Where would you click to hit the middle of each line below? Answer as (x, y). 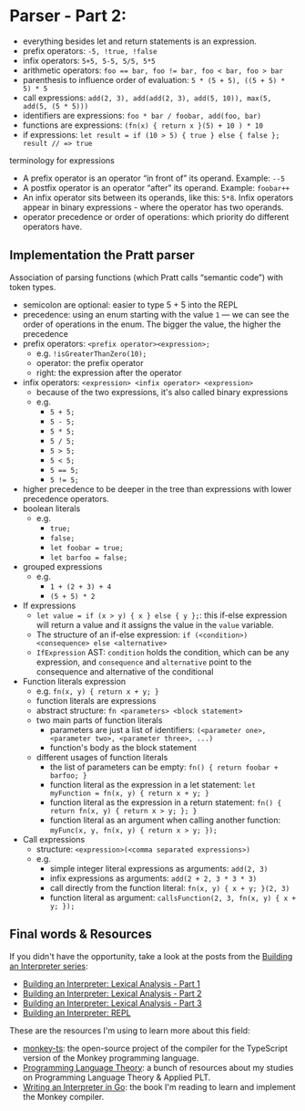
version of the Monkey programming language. (111, 1058)
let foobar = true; (87, 548)
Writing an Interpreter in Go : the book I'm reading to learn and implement (159, 1086)
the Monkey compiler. (63, 1096)
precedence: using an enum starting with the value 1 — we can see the (156, 314)
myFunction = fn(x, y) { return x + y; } (129, 793)
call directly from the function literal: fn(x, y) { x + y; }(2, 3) (170, 887)
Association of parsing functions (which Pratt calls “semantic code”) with (147, 277)
